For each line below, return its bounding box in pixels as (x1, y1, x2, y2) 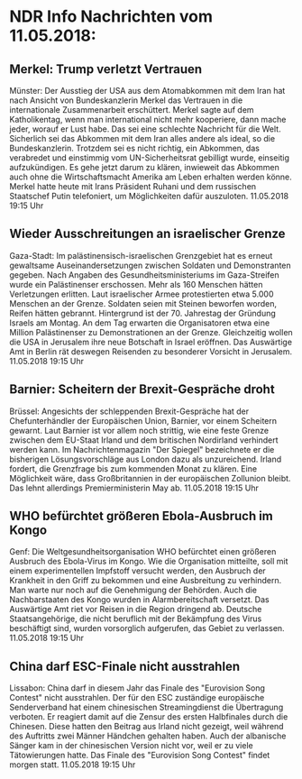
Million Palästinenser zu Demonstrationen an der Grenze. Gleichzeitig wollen (9, 326, 293, 337)
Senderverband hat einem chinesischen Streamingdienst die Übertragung (9, 701, 284, 713)
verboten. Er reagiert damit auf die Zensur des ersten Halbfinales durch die (9, 711, 288, 722)
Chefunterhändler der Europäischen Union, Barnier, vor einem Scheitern (9, 415, 278, 426)
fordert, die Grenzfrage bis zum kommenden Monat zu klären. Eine (9, 463, 258, 474)
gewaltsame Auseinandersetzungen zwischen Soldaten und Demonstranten (9, 260, 291, 270)
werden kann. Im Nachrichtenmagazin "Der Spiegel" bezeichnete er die (9, 444, 275, 454)
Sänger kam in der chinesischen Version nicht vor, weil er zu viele (9, 740, 254, 751)
